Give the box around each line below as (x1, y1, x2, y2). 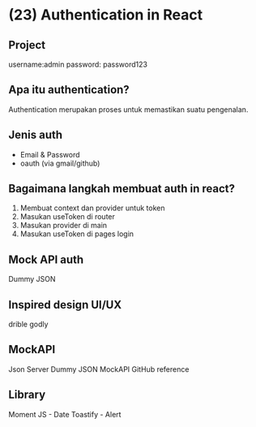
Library (8, 388, 46, 402)
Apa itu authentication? (8, 83, 130, 97)
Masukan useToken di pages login (19, 229, 134, 239)
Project (8, 38, 46, 52)
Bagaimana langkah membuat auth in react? (8, 182, 236, 196)
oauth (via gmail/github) (19, 158, 100, 168)
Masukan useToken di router (19, 212, 116, 222)
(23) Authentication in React (8, 6, 203, 24)
